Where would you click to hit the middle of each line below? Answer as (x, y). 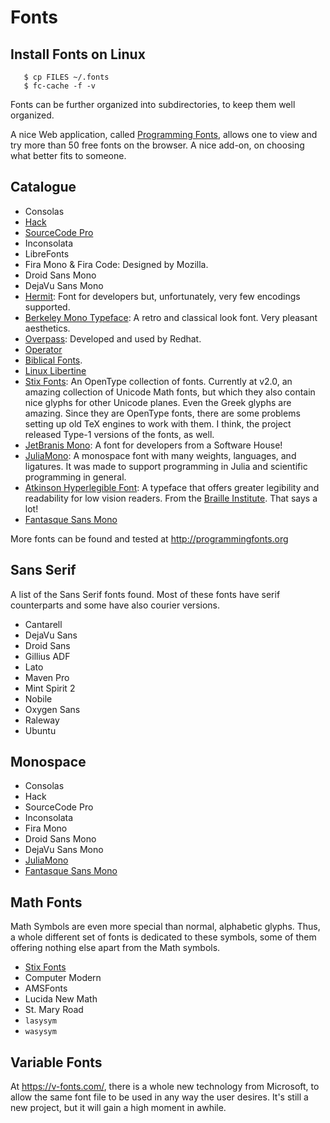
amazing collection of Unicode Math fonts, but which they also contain (170, 392)
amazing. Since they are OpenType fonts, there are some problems (162, 413)
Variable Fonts (56, 1062)
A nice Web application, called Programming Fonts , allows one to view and (164, 134)
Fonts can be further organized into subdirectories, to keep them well (153, 104)
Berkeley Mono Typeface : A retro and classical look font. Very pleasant (171, 317)
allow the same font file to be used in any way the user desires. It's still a (159, 1097)
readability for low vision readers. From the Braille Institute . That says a (171, 498)
